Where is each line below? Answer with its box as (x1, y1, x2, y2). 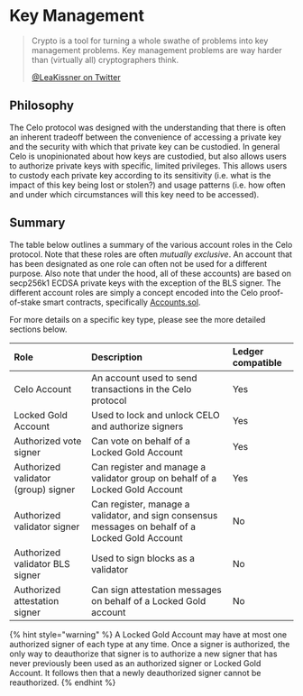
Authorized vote (14, 435, 82, 447)
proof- (260, 287, 284, 298)
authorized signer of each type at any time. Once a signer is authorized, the (9, 638, 290, 649)
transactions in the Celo (91, 382, 192, 395)
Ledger (232, 344, 264, 357)
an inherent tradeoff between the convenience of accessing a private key (9, 132, 282, 142)
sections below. (9, 324, 68, 334)
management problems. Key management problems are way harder (31, 44, 282, 55)
